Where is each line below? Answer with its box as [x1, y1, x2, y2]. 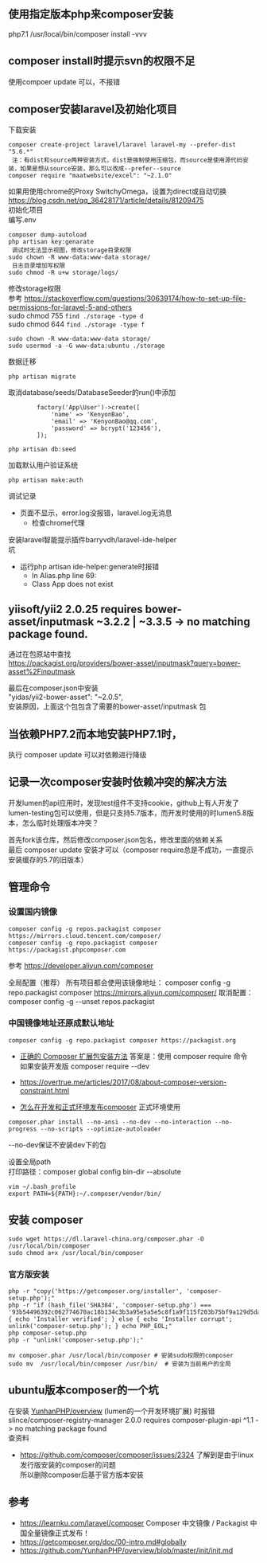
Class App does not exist [31, 580, 114, 589]
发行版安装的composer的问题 [19, 1459, 117, 1469]
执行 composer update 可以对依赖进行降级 [8, 750, 147, 760]
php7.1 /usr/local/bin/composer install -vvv [8, 29, 147, 38]
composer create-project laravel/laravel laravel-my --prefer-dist [8, 141, 237, 149]
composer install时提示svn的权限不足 [8, 54, 195, 68]
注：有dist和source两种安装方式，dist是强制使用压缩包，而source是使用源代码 [11, 156, 243, 165]
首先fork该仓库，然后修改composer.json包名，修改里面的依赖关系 [8, 834, 223, 844]
